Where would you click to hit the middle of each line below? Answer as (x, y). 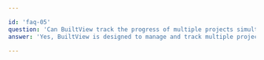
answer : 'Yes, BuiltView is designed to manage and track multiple (121, 37)
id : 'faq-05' (29, 22)
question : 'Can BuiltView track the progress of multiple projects (121, 29)
